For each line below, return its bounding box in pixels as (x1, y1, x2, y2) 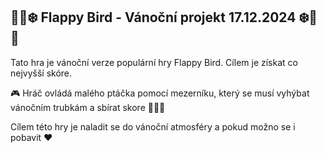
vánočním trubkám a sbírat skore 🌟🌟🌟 (10, 101, 166, 113)
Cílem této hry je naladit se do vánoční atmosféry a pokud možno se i (10, 120, 296, 133)
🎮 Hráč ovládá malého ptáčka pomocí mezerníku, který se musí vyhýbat (10, 87, 310, 99)
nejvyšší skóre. (10, 67, 73, 79)
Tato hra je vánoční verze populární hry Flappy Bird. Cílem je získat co (10, 56, 298, 68)
